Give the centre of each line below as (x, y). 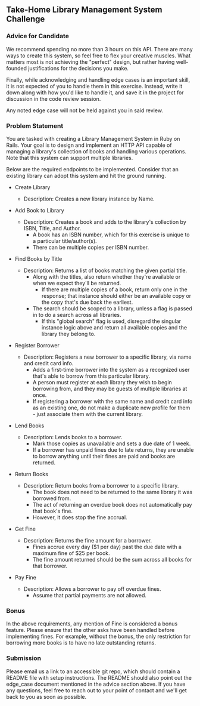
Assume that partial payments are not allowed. (90, 595)
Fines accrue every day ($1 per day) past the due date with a (107, 547)
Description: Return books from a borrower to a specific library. (101, 485)
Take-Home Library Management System (84, 10)
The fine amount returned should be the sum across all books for (112, 559)
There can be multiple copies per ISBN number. (91, 247)
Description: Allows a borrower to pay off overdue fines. (92, 589)
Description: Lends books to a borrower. (73, 437)
